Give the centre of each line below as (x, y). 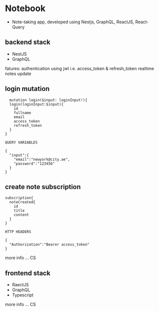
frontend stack (28, 273)
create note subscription (43, 187)
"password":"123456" (34, 163)
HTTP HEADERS (18, 232)
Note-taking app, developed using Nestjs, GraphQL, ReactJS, (73, 22)
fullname (22, 113)
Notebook (25, 8)
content (21, 215)
